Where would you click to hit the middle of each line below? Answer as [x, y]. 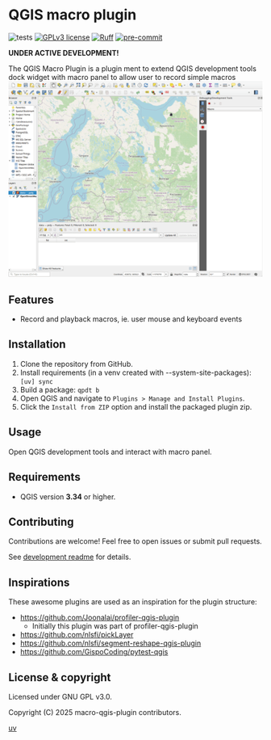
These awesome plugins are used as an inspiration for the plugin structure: [133, 602]
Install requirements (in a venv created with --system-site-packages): [135, 372]
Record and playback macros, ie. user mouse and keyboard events [131, 319]
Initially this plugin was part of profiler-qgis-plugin [115, 626]
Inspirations [39, 582]
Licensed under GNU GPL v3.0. [60, 696]
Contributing [41, 521]
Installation [37, 345]
